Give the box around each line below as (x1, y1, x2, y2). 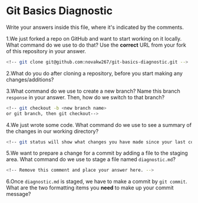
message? (6, 191, 31, 198)
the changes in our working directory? (6, 127, 99, 135)
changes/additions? (6, 76, 54, 83)
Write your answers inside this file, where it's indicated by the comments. (6, 24, 184, 31)
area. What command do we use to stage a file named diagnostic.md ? (6, 156, 176, 163)
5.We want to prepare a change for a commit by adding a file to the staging (6, 149, 189, 157)
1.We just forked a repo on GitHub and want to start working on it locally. (6, 35, 182, 42)
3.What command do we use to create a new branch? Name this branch (6, 87, 181, 94)
